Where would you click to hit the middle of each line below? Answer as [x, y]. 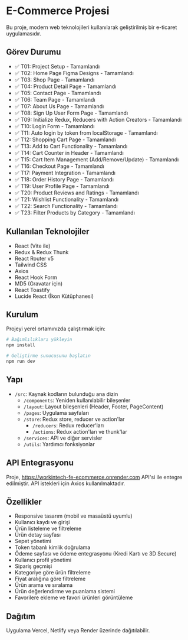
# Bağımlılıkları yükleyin [39, 340]
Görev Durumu [34, 52]
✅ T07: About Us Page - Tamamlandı [59, 106]
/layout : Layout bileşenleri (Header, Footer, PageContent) [93, 407]
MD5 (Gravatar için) [39, 283]
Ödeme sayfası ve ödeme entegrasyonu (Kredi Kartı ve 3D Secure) [95, 554]
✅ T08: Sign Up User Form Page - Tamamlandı [71, 113]
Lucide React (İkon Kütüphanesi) [54, 296]
